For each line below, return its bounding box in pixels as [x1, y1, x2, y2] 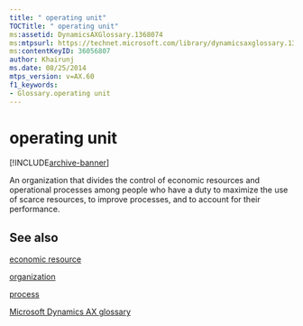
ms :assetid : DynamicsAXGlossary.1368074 [9, 30, 164, 39]
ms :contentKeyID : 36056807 [9, 47, 111, 56]
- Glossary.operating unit [9, 88, 111, 98]
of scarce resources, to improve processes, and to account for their [9, 194, 261, 205]
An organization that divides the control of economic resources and [9, 175, 260, 186]
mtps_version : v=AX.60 [9, 72, 95, 81]
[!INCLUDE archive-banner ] [9, 157, 110, 168]
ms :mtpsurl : [9, 38, 54, 48]
